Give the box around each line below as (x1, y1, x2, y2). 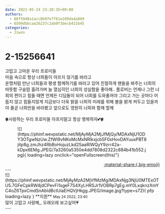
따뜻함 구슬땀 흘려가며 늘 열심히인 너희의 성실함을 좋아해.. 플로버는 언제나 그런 (5, 86, 155, 92)
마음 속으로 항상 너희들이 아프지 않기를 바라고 (5, 74, 92, 80)
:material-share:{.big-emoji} (104, 161, 160, 167)
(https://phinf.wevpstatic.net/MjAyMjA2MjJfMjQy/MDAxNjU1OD (17, 131, 146, 137)
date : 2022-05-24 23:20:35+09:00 (5, 7, 74, 12)
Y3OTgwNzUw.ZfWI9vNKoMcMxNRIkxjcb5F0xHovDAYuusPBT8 (17, 136, 147, 142)
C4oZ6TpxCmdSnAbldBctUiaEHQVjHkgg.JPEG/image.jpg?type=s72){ (5, 187, 146, 193)
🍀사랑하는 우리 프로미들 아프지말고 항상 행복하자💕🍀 (5, 116, 104, 122)
